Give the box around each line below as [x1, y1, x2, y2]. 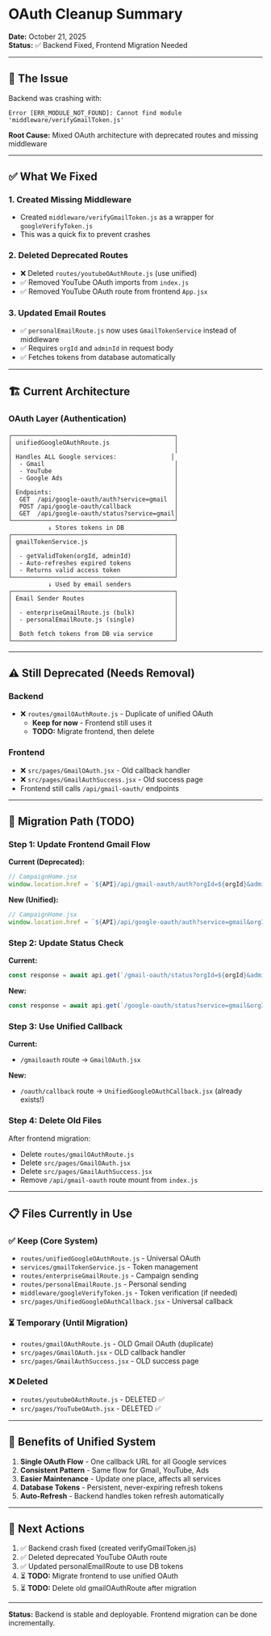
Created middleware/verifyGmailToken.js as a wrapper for [19, 212, 215, 223]
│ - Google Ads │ [8, 474, 179, 482]
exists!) [19, 1095, 45, 1104]
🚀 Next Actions [8, 1522, 85, 1536]
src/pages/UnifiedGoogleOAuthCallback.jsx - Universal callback [19, 1296, 234, 1307]
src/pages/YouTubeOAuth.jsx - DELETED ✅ [19, 1403, 161, 1413]
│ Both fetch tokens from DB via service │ [8, 629, 179, 638]
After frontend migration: [8, 1134, 91, 1143]
